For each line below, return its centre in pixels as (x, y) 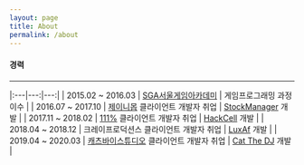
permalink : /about (44, 34)
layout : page (34, 18)
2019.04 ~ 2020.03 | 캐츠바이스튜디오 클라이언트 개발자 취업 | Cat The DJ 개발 (151, 141)
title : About (34, 26)
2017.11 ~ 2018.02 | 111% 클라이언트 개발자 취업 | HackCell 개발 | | (146, 118)
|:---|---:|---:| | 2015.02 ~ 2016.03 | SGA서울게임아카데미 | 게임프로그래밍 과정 (151, 95)
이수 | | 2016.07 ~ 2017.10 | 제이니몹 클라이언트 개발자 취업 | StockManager (144, 106)
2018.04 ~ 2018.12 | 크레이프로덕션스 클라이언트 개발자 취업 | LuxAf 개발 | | (143, 129)
